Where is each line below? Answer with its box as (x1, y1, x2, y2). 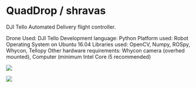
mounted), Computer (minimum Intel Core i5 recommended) (6, 53, 151, 60)
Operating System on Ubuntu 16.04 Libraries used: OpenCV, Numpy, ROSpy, (6, 41, 191, 48)
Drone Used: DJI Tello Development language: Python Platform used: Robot (6, 34, 189, 41)
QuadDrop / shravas (6, 4, 106, 17)
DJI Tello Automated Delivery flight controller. (6, 23, 116, 30)
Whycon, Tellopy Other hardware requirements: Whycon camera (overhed (6, 47, 185, 54)
